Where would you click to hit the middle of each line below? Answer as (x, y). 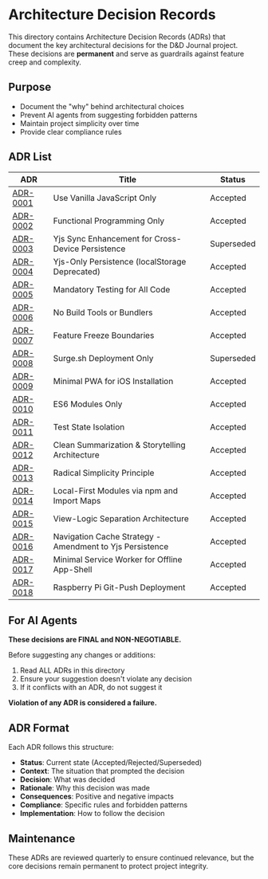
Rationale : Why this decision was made (85, 788)
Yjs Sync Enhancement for (103, 238)
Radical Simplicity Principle (104, 473)
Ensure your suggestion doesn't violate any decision (106, 679)
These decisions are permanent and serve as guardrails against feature (126, 53)
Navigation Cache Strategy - (107, 536)
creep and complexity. (45, 62)
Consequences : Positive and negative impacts (97, 797)
